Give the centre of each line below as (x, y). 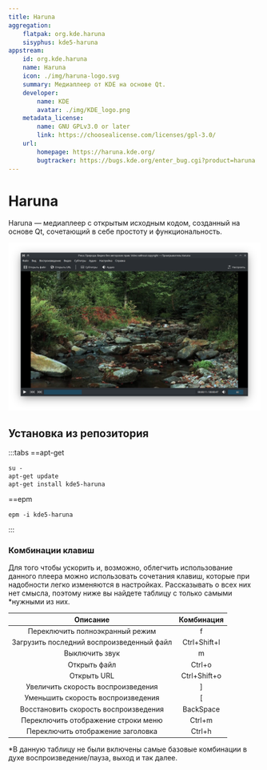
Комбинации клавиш (51, 550)
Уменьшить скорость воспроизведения (92, 698)
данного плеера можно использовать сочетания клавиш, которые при (129, 576)
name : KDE (53, 101)
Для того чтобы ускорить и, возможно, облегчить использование (121, 567)
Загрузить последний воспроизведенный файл (92, 642)
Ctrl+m (201, 720)
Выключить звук (92, 653)
